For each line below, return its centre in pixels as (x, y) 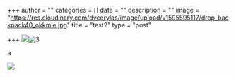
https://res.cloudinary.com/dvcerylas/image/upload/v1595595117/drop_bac (119, 17)
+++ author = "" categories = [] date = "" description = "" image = (104, 10)
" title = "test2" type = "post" (109, 25)
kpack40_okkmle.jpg (37, 25)
